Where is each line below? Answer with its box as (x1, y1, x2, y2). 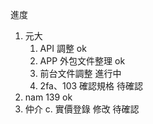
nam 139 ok (24, 91, 73, 103)
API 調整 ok (39, 43, 87, 54)
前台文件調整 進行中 (39, 68, 122, 79)
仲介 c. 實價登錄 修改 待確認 (24, 103, 140, 115)
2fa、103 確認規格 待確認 (39, 80, 144, 92)
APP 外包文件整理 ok (39, 55, 126, 67)
